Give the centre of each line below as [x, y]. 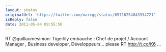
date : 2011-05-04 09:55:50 [34, 24]
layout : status [21, 10]
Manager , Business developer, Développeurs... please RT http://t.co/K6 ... [83, 44]
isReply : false [21, 19]
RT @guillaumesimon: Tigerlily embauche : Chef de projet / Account [77, 39]
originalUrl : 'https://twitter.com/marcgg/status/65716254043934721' [81, 15]
